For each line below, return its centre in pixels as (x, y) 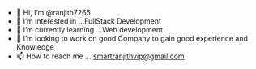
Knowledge (35, 47)
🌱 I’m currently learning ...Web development (90, 30)
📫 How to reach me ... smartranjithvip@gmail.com (100, 56)
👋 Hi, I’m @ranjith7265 (53, 13)
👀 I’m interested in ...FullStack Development (89, 21)
